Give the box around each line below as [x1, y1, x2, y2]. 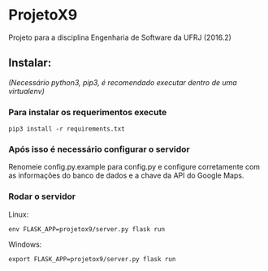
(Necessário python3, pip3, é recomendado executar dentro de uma [8, 77, 237, 87]
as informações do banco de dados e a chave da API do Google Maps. [8, 170, 244, 180]
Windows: [8, 239, 42, 249]
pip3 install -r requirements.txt [8, 125, 126, 133]
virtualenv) [8, 86, 45, 96]
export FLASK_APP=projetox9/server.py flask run [8, 255, 176, 263]
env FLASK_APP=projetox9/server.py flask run [8, 225, 165, 233]
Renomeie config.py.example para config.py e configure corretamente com [8, 162, 261, 172]
